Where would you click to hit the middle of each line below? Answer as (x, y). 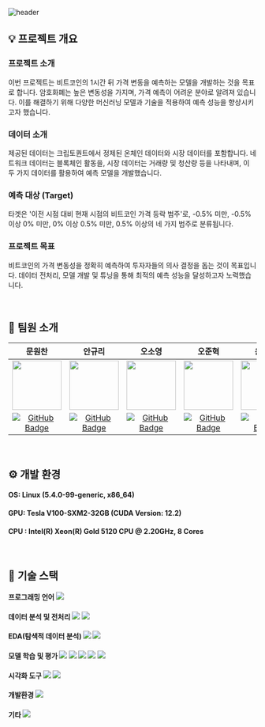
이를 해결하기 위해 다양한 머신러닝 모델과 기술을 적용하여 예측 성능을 (123, 102)
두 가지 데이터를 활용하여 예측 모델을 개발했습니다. (85, 172)
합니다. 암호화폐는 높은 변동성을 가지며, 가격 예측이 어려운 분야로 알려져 (125, 92)
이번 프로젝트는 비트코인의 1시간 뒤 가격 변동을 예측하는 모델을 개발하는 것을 (124, 82)
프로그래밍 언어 (32, 597)
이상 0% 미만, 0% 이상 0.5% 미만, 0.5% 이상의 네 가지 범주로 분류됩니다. (121, 224)
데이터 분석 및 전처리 (39, 616)
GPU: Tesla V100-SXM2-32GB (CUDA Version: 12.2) (95, 513)
